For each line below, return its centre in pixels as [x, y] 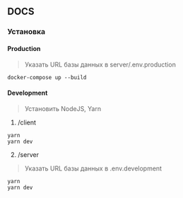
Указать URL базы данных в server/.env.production [100, 64]
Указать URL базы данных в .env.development [93, 168]
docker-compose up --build [47, 77]
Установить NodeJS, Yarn [63, 108]
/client [27, 122]
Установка [26, 32]
